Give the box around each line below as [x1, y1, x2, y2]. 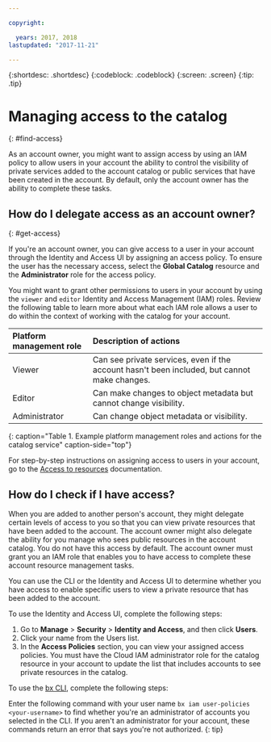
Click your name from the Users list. [19, 633, 140, 643]
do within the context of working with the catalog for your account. [8, 312, 231, 321]
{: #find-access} [8, 134, 63, 144]
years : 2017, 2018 [15, 33, 78, 41]
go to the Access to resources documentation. [8, 464, 163, 474]
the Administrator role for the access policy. [8, 270, 156, 279]
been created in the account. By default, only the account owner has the [8, 175, 249, 185]
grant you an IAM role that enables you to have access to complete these [8, 551, 252, 561]
